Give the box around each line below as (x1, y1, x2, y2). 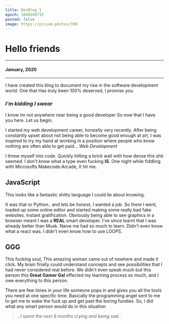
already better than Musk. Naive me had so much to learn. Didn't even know (5, 223, 163, 229)
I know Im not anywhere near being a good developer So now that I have (5, 112, 156, 118)
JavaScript (5, 178, 40, 187)
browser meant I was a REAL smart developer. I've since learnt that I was (5, 218, 157, 224)
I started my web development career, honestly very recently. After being (5, 127, 157, 133)
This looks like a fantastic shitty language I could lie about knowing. (5, 191, 145, 197)
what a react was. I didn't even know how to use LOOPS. (5, 228, 123, 234)
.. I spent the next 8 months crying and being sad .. (17, 313, 121, 319)
